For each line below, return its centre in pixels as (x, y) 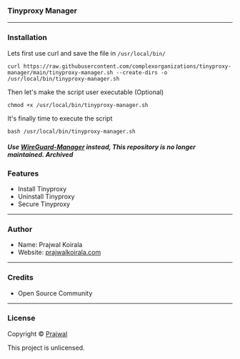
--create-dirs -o (142, 72)
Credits (20, 278)
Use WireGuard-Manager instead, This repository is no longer (102, 147)
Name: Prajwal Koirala (50, 245)
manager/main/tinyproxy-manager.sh (60, 72)
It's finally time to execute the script (60, 118)
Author (20, 229)
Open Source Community (55, 293)
